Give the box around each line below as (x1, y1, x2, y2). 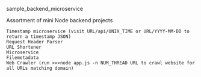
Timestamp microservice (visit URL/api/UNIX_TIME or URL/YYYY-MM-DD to (6, 28, 190, 34)
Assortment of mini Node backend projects (6, 17, 113, 23)
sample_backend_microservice (6, 5, 83, 12)
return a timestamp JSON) (6, 34, 71, 40)
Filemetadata (6, 55, 39, 61)
